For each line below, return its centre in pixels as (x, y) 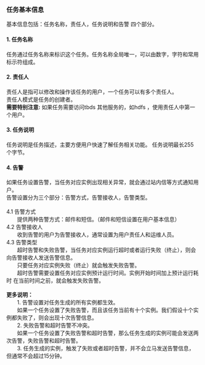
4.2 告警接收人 (25, 227)
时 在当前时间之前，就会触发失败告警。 (55, 280)
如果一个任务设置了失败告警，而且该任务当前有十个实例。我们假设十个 (105, 310)
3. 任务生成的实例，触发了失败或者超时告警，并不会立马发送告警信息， (106, 348)
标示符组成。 (22, 62)
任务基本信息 (25, 9)
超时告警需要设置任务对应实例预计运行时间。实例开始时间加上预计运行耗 (108, 273)
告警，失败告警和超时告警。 (46, 341)
